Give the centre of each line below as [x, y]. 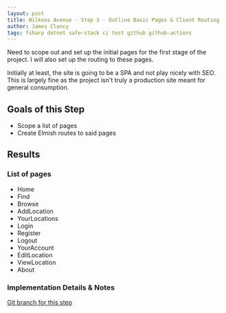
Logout [27, 240]
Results [24, 154]
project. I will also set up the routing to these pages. [80, 60]
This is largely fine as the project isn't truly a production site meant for [106, 80]
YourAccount [35, 248]
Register [29, 233]
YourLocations [37, 218]
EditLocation [35, 255]
